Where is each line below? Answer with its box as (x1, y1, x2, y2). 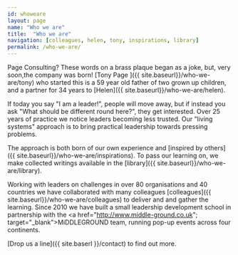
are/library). (7, 167, 43, 175)
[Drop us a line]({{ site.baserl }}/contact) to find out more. (7, 239, 177, 248)
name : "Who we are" (7, 24, 66, 31)
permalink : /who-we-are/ (7, 43, 81, 51)
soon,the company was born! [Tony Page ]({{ (7, 71, 140, 79)
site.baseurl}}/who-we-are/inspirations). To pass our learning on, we (16, 151, 219, 160)
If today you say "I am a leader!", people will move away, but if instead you (7, 100, 226, 108)
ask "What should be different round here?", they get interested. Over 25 (7, 108, 221, 115)
